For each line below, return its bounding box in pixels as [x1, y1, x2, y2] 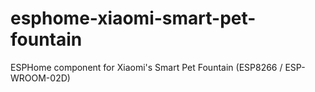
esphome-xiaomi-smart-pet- [10, 7, 257, 30]
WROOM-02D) [10, 72, 71, 84]
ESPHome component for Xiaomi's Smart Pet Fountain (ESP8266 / [10, 61, 283, 73]
